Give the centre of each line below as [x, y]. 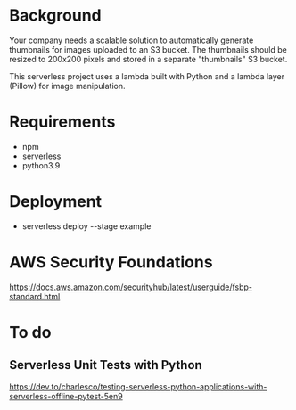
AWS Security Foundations [111, 262]
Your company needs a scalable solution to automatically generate [132, 40]
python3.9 [41, 165]
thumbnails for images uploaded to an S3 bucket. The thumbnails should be [148, 49]
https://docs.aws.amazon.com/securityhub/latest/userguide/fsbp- [131, 287]
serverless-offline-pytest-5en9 [66, 396]
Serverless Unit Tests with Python [106, 365]
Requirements [62, 122]
